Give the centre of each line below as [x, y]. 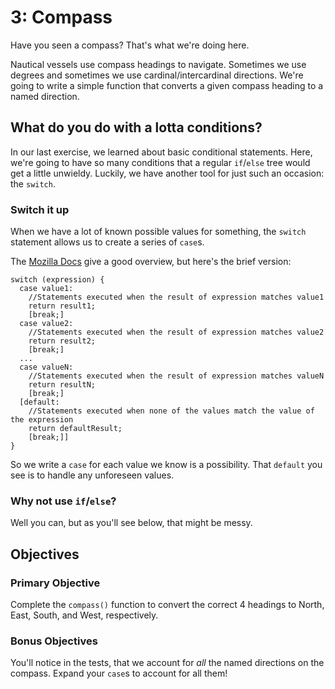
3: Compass [61, 17]
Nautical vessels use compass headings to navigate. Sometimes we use [158, 64]
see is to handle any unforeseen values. [92, 475]
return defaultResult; [75, 429]
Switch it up [40, 209]
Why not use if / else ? [63, 501]
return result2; [62, 341]
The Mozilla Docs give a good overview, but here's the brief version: [151, 262]
